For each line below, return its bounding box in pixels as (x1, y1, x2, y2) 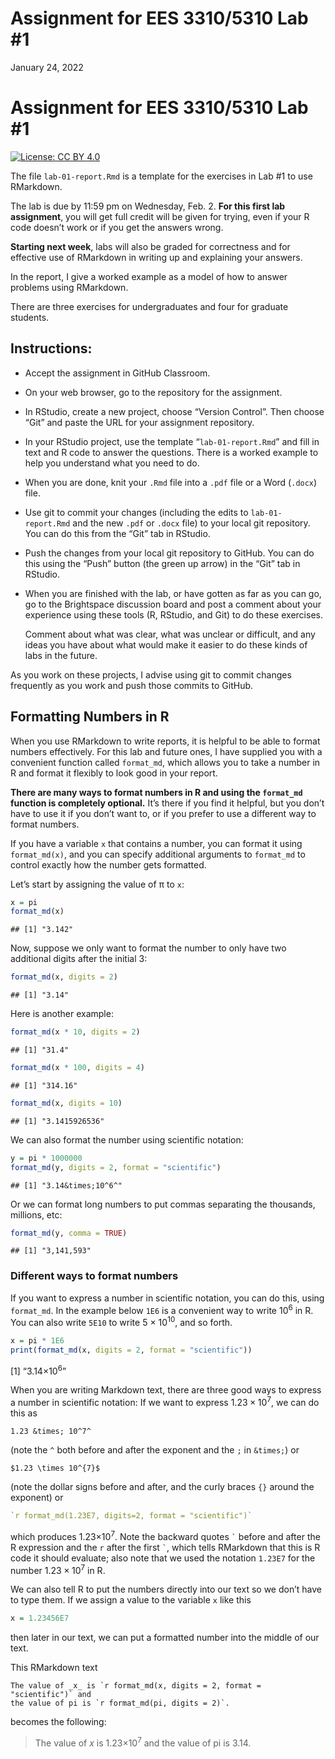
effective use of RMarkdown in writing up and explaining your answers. (10, 251, 303, 263)
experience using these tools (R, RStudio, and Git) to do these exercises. (24, 608, 323, 621)
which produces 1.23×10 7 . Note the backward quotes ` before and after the (10, 1528, 321, 1542)
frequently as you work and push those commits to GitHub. (10, 679, 254, 691)
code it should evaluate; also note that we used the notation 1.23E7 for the (10, 1552, 316, 1564)
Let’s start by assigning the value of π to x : (10, 878, 185, 890)
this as (10, 1407, 38, 1419)
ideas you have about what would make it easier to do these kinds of (24, 638, 308, 651)
